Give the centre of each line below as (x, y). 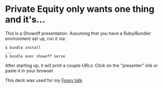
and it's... (25, 20)
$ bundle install (23, 47)
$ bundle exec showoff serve (35, 56)
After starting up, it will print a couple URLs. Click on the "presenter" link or (82, 65)
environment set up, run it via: (36, 39)
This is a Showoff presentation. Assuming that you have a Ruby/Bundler (78, 33)
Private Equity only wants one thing (80, 9)
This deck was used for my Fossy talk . (44, 80)
